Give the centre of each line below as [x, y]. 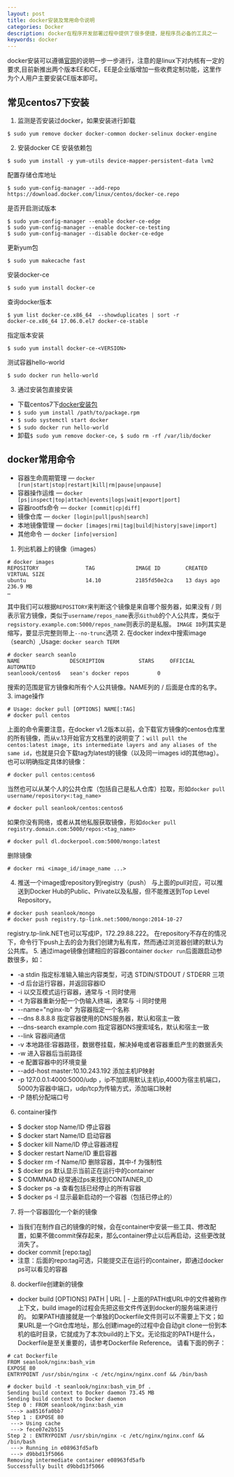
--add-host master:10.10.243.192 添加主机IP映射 [86, 1071]
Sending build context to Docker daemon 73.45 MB [81, 1393]
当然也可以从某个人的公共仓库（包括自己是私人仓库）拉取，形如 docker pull [116, 788]
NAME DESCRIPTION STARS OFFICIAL [101, 661]
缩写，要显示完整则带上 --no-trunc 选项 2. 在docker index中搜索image [107, 633]
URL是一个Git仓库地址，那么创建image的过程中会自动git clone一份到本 [125, 1325]
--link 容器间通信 [42, 1036]
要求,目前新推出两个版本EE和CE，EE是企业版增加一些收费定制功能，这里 [111, 69]
